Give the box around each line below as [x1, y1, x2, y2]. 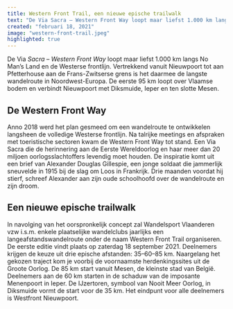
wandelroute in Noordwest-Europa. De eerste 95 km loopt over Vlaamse [7, 77, 214, 85]
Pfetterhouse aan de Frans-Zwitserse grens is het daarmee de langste [7, 70, 208, 78]
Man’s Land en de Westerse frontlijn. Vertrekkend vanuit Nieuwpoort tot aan [7, 62, 224, 71]
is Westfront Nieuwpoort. [7, 294, 79, 302]
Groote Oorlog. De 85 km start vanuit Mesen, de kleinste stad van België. [7, 264, 216, 272]
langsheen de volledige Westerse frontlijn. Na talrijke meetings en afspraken [7, 130, 225, 139]
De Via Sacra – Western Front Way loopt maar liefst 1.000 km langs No [7, 55, 209, 63]
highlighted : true [7, 36, 60, 43]
